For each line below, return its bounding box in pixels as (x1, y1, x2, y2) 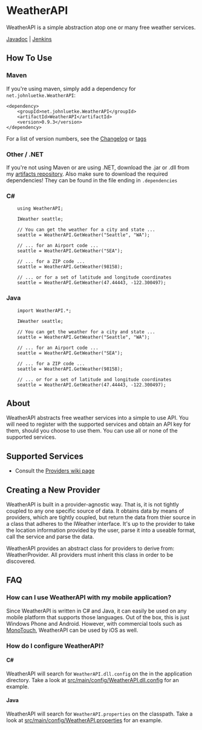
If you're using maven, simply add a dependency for (6, 85, 136, 92)
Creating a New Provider (6, 485, 101, 495)
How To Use (6, 53, 53, 64)
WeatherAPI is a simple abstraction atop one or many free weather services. (6, 24, 196, 31)
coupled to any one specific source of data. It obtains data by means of (6, 507, 184, 514)
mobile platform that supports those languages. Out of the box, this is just (6, 613, 190, 621)
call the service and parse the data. (6, 533, 94, 540)
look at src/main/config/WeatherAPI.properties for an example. (6, 716, 163, 724)
